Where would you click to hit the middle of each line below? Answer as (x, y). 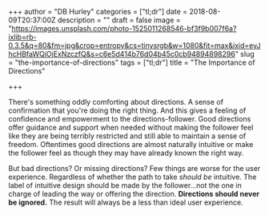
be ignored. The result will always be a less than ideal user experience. (126, 202)
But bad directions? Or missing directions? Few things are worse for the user (134, 168)
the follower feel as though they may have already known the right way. (126, 153)
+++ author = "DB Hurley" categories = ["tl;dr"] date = (98, 12)
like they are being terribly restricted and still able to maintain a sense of (127, 136)
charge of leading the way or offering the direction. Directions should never (134, 194)
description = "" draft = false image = (119, 20)
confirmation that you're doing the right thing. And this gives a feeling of (127, 110)
